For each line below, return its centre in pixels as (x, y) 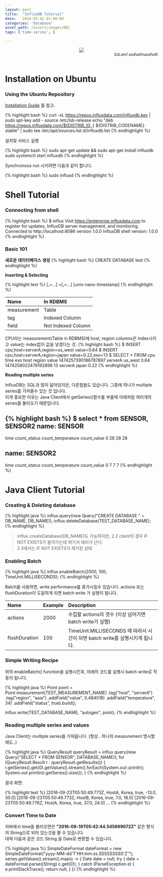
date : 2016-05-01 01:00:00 (34, 18)
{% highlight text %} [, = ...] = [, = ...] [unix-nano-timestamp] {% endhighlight (79, 285)
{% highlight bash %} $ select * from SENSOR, (77, 419)
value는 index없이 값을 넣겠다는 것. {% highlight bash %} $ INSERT (75, 345)
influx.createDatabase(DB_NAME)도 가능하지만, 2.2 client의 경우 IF (82, 536)
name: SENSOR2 (31, 453)
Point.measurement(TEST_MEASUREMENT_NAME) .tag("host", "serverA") (79, 693)
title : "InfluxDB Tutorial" (34, 14)
